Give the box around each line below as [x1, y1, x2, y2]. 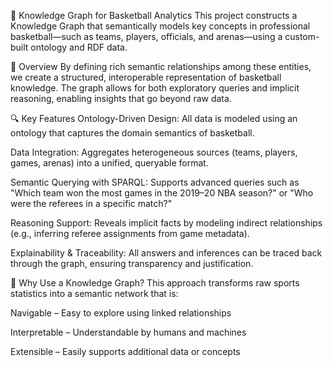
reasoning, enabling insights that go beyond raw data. [10, 93, 232, 104]
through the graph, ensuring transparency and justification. [10, 258, 254, 269]
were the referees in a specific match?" [10, 198, 173, 209]
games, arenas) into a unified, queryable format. [10, 157, 209, 169]
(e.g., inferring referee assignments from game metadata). [10, 228, 250, 239]
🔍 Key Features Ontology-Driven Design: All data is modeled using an [10, 113, 298, 124]
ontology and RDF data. [30, 41, 128, 53]
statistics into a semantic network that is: [10, 288, 179, 299]
